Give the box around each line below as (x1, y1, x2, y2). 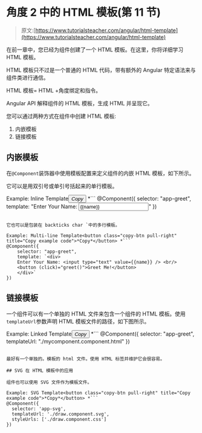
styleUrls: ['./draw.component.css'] (11, 416, 107, 422)
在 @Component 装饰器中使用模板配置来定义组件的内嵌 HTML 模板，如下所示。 (6, 169, 195, 177)
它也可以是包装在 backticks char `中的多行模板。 (6, 222, 120, 228)
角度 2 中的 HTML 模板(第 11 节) (6, 5, 161, 19)
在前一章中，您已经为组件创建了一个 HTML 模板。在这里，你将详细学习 (6, 46, 183, 53)
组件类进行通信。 (6, 74, 49, 81)
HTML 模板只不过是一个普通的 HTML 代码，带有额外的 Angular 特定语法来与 (6, 66, 197, 73)
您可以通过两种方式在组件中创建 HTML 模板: (6, 112, 116, 120)
